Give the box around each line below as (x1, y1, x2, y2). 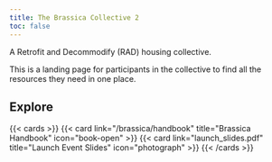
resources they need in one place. (9, 73, 136, 84)
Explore (9, 99, 54, 114)
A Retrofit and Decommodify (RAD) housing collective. (9, 46, 212, 57)
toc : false (9, 22, 51, 31)
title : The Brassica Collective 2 (9, 13, 140, 22)
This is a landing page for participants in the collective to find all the (9, 64, 262, 75)
